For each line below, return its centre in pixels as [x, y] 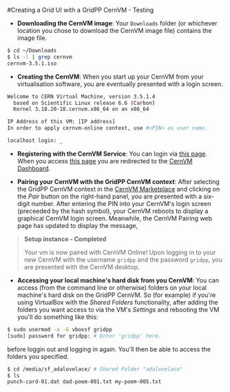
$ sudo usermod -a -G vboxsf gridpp [60, 329]
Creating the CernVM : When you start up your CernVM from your [111, 76]
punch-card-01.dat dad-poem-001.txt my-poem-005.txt [84, 382]
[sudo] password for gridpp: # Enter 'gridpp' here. [84, 336]
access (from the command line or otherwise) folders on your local [112, 287]
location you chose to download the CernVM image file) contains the [114, 31]
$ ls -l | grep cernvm [40, 57]
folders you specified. [38, 356]
